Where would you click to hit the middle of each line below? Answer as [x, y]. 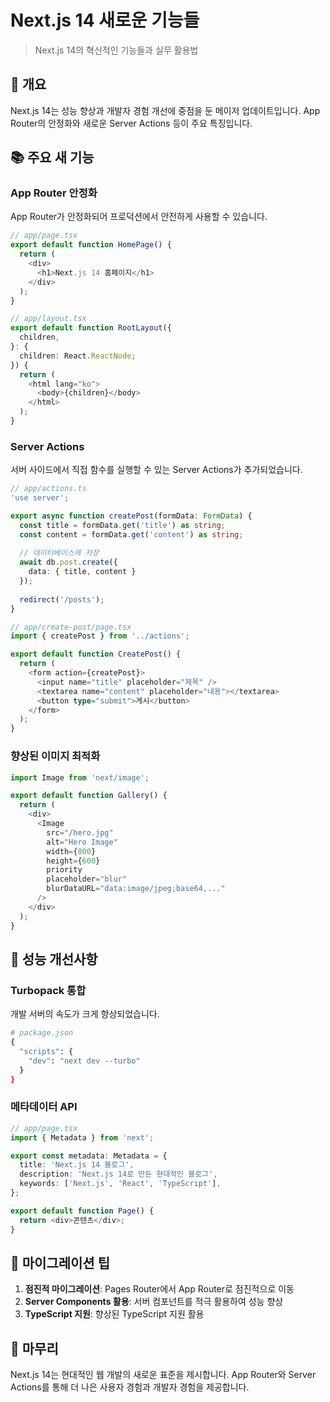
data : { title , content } [82, 572]
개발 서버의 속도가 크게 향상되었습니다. [85, 1014]
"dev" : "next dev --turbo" [84, 1061]
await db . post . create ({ [68, 562]
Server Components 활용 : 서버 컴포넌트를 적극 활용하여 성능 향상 [154, 1302]
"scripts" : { [46, 1051]
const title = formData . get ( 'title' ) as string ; [122, 525]
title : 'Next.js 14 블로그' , [77, 1165]
